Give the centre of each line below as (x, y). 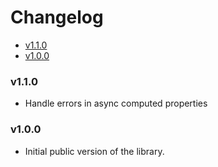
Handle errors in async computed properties (116, 103)
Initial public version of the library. (94, 151)
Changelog (57, 17)
